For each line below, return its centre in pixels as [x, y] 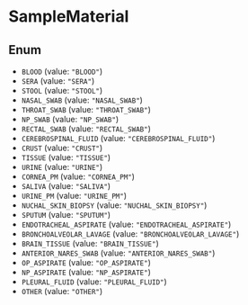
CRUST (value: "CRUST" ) [62, 148]
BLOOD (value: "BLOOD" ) [62, 71]
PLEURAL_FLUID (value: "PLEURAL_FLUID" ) [94, 282]
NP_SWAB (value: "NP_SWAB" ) [70, 119]
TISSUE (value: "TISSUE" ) [66, 157]
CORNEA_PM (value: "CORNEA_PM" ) [78, 176]
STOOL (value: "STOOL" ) [62, 90]
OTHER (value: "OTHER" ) [62, 291]
